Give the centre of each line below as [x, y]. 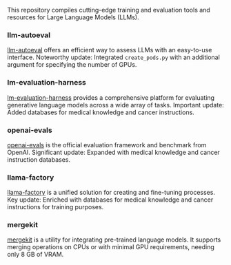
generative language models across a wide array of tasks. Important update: [115, 105]
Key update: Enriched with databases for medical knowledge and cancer [110, 200]
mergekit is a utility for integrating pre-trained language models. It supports [114, 240]
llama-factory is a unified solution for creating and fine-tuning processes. [111, 193]
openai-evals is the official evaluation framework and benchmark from [107, 145]
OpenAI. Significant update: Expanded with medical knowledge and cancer [114, 152]
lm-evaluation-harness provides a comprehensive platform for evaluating [111, 97]
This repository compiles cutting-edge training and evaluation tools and [109, 10]
